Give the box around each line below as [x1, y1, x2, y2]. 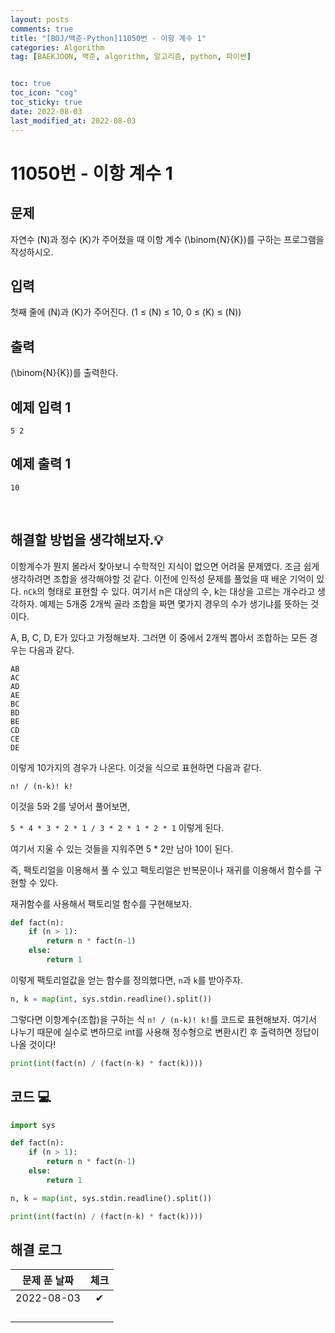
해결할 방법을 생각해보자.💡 [10, 532, 164, 549]
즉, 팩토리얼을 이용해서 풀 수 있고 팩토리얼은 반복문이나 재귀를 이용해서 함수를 [10, 864, 312, 876]
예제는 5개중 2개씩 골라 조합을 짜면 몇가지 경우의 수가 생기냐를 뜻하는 [39, 597, 309, 610]
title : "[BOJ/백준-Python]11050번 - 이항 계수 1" [10, 33, 207, 43]
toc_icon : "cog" [10, 88, 78, 98]
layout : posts [10, 14, 70, 25]
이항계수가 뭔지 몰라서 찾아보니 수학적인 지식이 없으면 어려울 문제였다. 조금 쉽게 [10, 560, 320, 572]
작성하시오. [10, 246, 54, 258]
